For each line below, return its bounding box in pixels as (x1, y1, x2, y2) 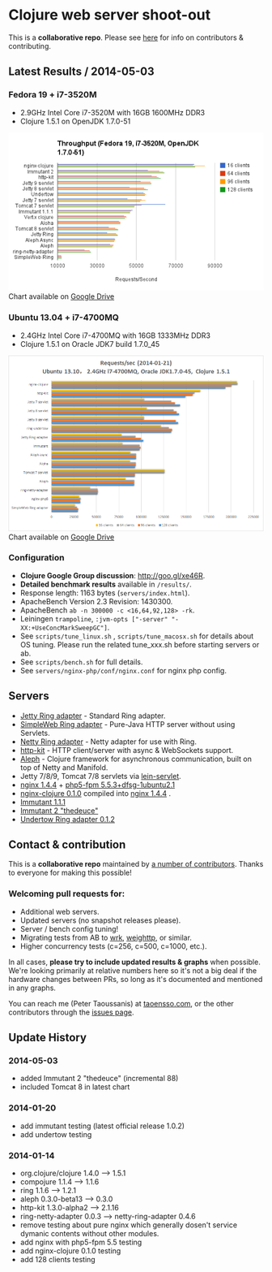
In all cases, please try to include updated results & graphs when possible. (8, 957, 261, 967)
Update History (8, 1031, 87, 1045)
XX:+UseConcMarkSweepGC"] (19, 624, 108, 632)
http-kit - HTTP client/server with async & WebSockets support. (19, 745, 234, 755)
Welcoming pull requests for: (8, 888, 125, 899)
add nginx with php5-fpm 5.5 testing (19, 1237, 142, 1248)
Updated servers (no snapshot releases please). (19, 915, 181, 925)
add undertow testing (19, 1129, 92, 1139)
